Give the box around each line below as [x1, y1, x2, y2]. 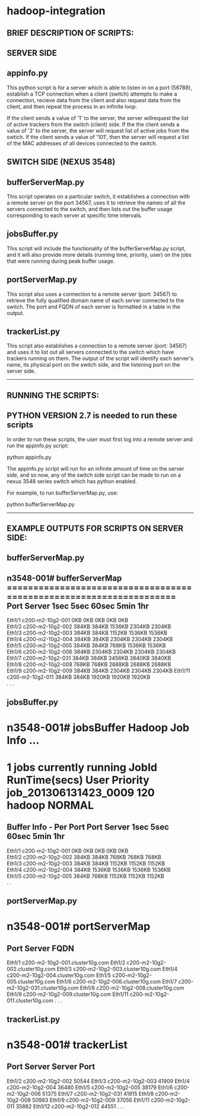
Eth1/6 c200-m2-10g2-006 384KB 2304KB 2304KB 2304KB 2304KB [7, 648, 176, 655]
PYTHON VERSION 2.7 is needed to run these [7, 411, 177, 421]
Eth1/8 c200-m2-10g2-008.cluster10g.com [80, 985, 185, 992]
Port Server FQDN [7, 943, 75, 953]
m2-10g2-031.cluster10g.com [7, 985, 79, 992]
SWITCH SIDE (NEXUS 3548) [7, 157, 116, 167]
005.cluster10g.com [7, 978, 56, 985]
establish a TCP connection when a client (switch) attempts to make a [7, 90, 177, 97]
